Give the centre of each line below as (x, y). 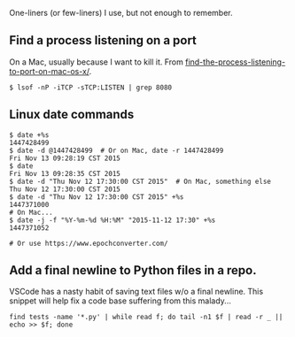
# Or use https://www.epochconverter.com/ (89, 243)
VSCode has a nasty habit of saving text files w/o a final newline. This (136, 292)
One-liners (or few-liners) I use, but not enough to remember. (121, 13)
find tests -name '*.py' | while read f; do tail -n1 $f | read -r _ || (146, 318)
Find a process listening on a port (103, 40)
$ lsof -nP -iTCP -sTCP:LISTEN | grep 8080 (91, 88)
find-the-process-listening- (235, 62)
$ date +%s (29, 135)
